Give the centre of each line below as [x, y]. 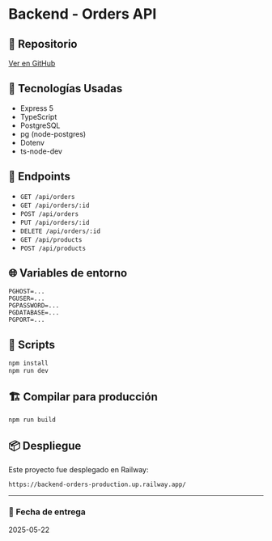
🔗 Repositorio [43, 44]
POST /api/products [53, 248]
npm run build [32, 420]
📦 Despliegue [45, 446]
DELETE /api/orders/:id [60, 231]
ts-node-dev [41, 151]
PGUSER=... [27, 299]
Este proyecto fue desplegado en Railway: [79, 469]
